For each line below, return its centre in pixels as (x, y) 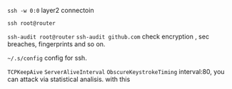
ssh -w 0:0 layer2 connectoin (51, 10)
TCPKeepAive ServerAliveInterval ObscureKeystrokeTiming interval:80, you (116, 72)
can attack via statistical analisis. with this (69, 79)
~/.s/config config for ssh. (47, 58)
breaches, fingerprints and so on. (56, 44)
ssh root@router (31, 23)
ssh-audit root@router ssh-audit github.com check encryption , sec (108, 36)
